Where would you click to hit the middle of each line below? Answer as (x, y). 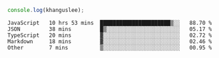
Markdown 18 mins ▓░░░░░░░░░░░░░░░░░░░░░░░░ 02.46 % (110, 41)
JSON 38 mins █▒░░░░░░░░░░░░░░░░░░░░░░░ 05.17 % (110, 29)
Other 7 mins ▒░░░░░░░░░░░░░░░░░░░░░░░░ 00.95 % (110, 47)
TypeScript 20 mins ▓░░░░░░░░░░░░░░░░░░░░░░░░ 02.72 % (110, 35)
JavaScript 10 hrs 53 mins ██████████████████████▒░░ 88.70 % (110, 23)
